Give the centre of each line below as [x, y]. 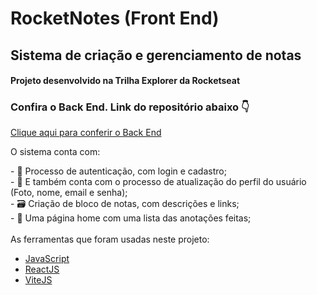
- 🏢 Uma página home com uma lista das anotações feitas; [131, 218]
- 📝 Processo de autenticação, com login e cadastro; [118, 171]
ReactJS [42, 269]
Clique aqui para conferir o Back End [86, 133]
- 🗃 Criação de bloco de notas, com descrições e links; [125, 204]
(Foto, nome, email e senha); [69, 193]
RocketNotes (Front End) [115, 18]
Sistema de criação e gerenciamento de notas [156, 55]
